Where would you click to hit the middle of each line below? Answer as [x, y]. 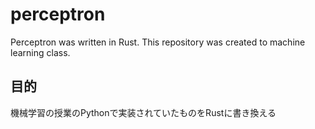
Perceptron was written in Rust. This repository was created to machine [158, 42]
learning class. [40, 52]
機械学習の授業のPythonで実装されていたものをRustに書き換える [143, 112]
